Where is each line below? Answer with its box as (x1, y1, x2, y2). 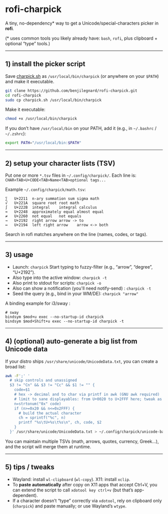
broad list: (5, 363, 26, 369)
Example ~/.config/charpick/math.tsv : (5, 186, 86, 192)
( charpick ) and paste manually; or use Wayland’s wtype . (12, 503, 126, 509)
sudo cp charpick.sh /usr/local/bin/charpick (5, 97, 101, 102)
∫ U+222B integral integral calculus (5, 205, 97, 210)
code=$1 (14, 388, 30, 393)
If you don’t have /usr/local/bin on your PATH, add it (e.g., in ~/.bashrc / (5, 125, 156, 132)
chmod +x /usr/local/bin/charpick (5, 116, 77, 121)
